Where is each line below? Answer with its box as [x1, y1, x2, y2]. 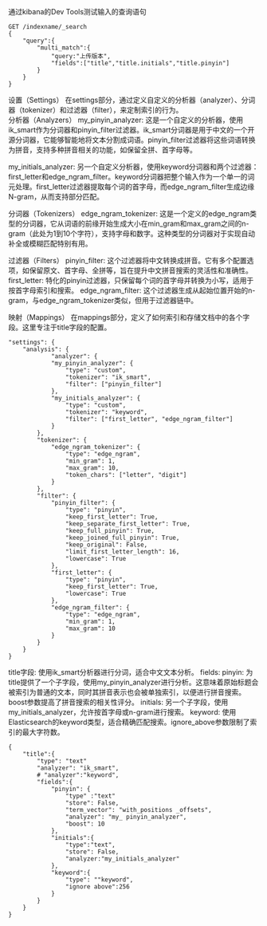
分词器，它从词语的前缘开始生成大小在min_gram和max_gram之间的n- [22, 219, 249, 228]
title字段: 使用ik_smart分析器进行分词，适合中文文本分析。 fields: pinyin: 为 [8, 668, 253, 676]
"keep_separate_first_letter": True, [65, 520, 191, 528]
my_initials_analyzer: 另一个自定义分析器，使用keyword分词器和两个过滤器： [8, 162, 259, 171]
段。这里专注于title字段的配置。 [8, 322, 112, 332]
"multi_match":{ [37, 44, 91, 52]
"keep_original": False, [65, 541, 148, 549]
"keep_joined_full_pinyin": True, [65, 534, 180, 542]
